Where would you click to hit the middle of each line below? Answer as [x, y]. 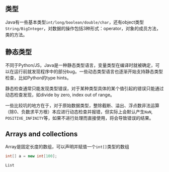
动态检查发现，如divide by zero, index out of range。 [60, 95]
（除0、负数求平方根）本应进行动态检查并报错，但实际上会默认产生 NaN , [79, 112]
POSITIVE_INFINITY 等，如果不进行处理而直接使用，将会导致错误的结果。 [79, 118]
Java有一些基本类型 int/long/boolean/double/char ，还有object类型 [75, 22]
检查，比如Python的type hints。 [38, 77]
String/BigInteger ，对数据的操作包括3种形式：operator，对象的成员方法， [83, 28]
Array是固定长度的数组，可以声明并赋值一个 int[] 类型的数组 [67, 147]
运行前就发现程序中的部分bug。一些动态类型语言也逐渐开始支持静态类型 [89, 71]
